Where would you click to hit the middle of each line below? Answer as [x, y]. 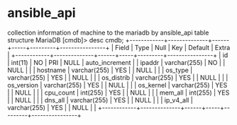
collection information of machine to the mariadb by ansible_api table [108, 32]
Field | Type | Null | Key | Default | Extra [172, 47]
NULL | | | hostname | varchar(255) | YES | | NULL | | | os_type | [100, 70]
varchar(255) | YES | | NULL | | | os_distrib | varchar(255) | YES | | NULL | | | [118, 77]
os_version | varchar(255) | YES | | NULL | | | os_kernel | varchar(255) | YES [117, 85]
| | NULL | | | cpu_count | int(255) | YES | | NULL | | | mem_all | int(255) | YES [118, 93]
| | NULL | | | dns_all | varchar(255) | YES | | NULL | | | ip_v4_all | [100, 100]
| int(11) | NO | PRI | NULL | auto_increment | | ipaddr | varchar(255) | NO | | [116, 62]
